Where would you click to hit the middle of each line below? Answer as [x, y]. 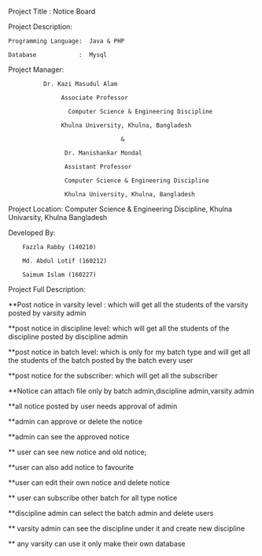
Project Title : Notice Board [52, 11]
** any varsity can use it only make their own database [97, 544]
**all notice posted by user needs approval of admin [93, 406]
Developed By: [32, 233]
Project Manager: [36, 69]
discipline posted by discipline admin [68, 337]
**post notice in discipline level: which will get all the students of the [119, 328]
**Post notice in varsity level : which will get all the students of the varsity [128, 304]
